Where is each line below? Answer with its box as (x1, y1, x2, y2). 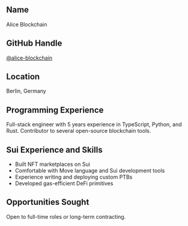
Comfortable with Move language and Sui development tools (14, 167, 165, 174)
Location (6, 72, 40, 82)
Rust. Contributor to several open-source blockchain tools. (6, 127, 151, 135)
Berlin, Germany (6, 87, 46, 95)
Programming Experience (6, 105, 104, 115)
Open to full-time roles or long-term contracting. (6, 213, 126, 220)
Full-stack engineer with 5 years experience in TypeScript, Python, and (6, 121, 182, 128)
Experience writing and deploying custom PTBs (14, 174, 133, 181)
